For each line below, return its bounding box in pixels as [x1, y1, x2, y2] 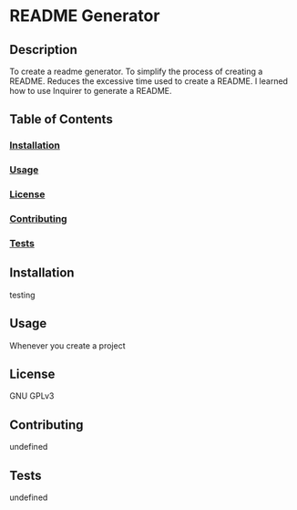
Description [9, 42, 77, 57]
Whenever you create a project [9, 339, 126, 351]
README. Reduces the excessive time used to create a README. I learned [9, 76, 289, 87]
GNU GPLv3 [9, 390, 55, 401]
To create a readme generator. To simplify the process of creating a [9, 66, 263, 77]
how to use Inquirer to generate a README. [9, 86, 172, 96]
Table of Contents [9, 111, 114, 128]
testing [9, 289, 36, 300]
